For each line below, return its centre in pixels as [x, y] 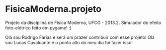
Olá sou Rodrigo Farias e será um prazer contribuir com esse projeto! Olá [80, 37]
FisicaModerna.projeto [53, 9]
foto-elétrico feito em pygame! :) [39, 27]
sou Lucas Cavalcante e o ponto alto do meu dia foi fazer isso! [69, 42]
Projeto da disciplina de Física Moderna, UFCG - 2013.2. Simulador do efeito [83, 23]
